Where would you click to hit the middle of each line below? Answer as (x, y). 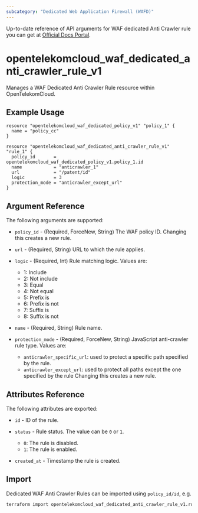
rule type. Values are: (40, 346)
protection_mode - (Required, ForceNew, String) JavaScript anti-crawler (101, 339)
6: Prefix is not (41, 304)
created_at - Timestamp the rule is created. (67, 461)
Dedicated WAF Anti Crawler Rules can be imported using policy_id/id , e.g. (99, 493)
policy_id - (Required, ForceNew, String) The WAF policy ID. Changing (100, 232)
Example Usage (35, 112)
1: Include (35, 272)
